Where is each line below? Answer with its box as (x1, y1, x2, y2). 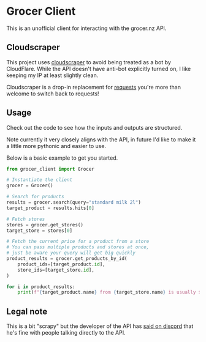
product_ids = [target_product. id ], (17, 261, 105, 267)
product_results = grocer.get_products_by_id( (6, 256, 128, 262)
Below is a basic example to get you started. (6, 154, 118, 162)
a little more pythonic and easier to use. (6, 142, 106, 149)
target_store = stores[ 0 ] (6, 228, 72, 234)
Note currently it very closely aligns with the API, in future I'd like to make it (6, 136, 196, 143)
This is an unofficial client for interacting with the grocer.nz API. (6, 24, 167, 32)
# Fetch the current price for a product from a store (6, 239, 150, 245)
